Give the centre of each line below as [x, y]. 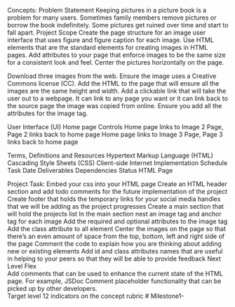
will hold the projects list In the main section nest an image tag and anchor [115, 214]
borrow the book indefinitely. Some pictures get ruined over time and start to [118, 25]
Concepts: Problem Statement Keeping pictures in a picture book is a [107, 10]
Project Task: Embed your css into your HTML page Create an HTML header [117, 184]
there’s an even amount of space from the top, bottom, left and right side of [116, 236]
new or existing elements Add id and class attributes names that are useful [115, 251]
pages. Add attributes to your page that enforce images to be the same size [116, 55]
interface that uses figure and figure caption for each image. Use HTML [110, 40]
